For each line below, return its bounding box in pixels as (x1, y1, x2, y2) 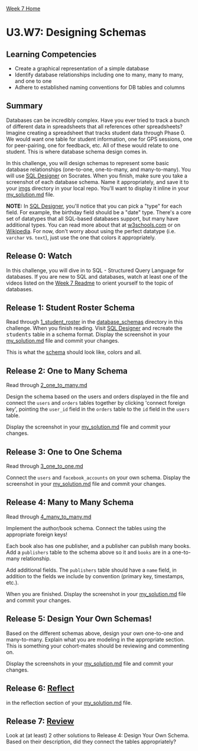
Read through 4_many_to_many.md (6, 513, 92, 520)
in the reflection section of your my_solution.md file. (6, 699, 132, 706)
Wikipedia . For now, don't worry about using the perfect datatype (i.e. (6, 227, 176, 234)
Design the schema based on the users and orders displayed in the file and (6, 393, 189, 400)
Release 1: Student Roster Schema (6, 303, 135, 313)
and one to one (14, 78, 52, 85)
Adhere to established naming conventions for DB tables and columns (14, 84, 185, 91)
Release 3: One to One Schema (6, 447, 122, 457)
